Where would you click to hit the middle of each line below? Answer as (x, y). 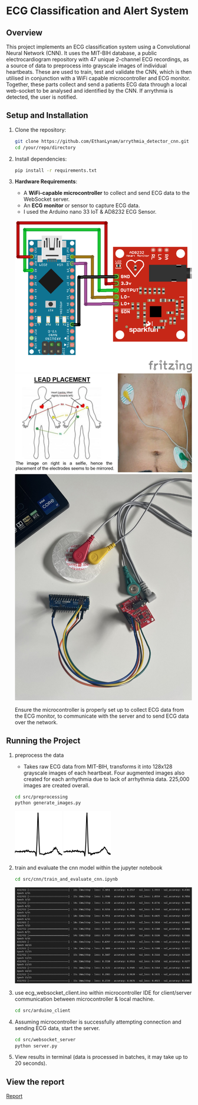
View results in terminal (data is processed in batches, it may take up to (101, 1057)
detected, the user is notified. (42, 97)
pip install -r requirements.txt (56, 170)
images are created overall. (57, 785)
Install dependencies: (41, 159)
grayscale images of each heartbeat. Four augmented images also (104, 773)
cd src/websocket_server (45, 1039)
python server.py (36, 1046)
